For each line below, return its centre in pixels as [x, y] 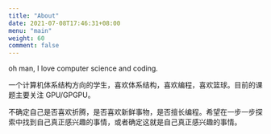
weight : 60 [27, 38]
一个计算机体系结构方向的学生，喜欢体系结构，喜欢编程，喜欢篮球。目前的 [132, 85]
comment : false [34, 46]
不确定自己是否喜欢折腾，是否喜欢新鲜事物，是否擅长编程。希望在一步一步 [132, 112]
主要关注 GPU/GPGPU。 [55, 95]
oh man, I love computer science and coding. [83, 68]
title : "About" [34, 16]
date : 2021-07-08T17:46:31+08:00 [65, 23]
